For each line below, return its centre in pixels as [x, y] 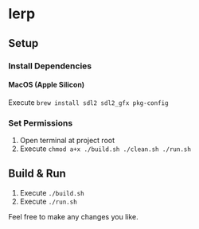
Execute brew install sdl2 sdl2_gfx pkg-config [88, 102]
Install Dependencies [50, 66]
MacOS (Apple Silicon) [47, 85]
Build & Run [37, 174]
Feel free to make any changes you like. [73, 216]
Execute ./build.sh [52, 192]
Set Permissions [41, 122]
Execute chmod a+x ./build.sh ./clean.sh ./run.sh [105, 149]
